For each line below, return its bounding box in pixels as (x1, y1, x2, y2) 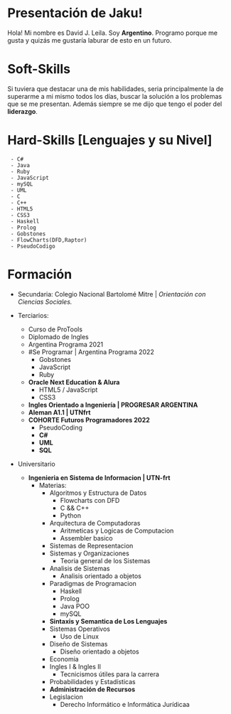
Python (60, 511, 82, 520)
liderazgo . (7, 107, 38, 115)
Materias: (38, 481, 67, 489)
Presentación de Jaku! (7, 5, 143, 21)
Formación (7, 267, 72, 282)
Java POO (60, 602, 90, 610)
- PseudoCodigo (10, 243, 55, 250)
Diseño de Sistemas (49, 639, 108, 648)
